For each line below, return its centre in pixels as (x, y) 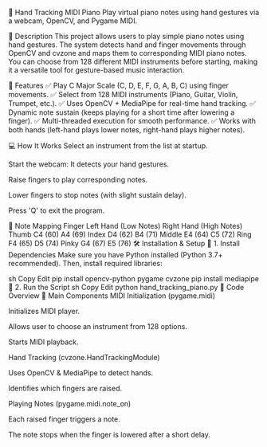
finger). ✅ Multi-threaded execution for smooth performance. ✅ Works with (132, 121)
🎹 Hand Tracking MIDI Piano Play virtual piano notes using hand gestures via (134, 12)
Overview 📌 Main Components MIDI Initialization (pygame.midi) (112, 296)
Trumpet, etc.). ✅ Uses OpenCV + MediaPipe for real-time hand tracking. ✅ (132, 103)
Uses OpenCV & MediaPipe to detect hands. (81, 373)
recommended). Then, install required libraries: (85, 263)
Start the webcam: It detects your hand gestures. (89, 164)
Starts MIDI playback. (43, 342)
